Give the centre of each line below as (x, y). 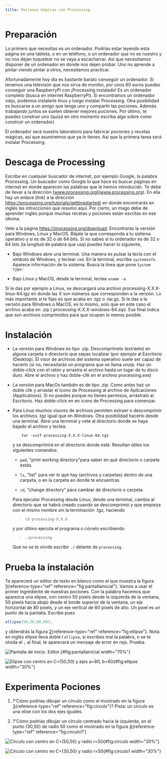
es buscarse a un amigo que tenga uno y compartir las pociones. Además (81, 106)
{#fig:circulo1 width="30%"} (132, 751)
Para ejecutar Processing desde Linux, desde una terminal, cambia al (83, 500)
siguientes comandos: (35, 450)
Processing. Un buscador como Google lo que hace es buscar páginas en (81, 181)
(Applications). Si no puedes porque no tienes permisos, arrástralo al (83, 396)
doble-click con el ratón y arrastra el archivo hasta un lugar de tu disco (85, 370)
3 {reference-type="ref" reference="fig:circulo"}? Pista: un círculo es (83, 706)
